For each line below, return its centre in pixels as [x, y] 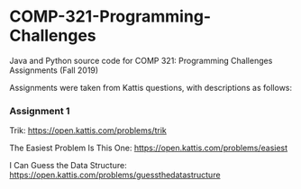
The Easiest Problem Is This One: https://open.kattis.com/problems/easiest [149, 148]
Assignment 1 [40, 111]
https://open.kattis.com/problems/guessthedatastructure [115, 175]
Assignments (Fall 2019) [54, 70]
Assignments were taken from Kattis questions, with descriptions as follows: [151, 87]
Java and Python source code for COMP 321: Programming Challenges [141, 60]
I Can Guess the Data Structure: [68, 166]
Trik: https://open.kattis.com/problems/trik [88, 130]
